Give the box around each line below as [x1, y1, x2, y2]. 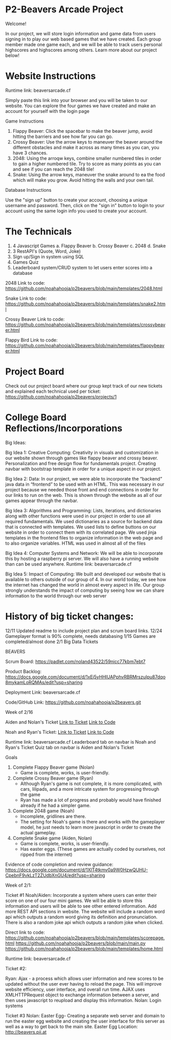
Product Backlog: [5, 668, 42, 674]
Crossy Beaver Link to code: [5, 316, 65, 322]
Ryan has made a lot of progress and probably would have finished [20, 796, 161, 803]
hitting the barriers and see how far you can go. [12, 133, 113, 139]
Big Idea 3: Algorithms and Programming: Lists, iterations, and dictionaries [5, 507, 161, 513]
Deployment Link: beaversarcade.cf [5, 689, 81, 695]
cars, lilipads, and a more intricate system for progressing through [20, 786, 160, 792]
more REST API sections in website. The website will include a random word [5, 908, 165, 914]
